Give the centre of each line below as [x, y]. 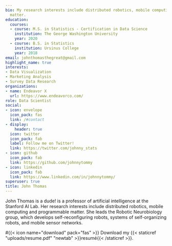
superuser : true [23, 182]
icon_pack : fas [26, 115]
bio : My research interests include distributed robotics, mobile [78, 10]
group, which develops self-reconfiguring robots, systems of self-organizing [86, 217]
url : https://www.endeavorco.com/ [47, 96]
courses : [19, 24]
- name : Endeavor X [26, 91]
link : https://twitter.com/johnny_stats [53, 148]
